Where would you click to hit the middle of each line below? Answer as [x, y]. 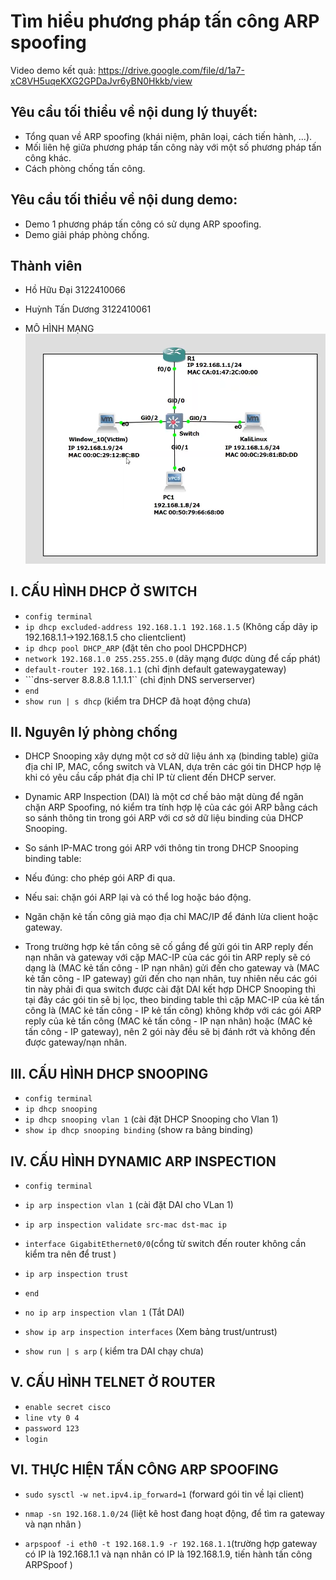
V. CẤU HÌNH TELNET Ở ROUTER [113, 1382]
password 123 [52, 1428]
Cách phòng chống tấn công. [85, 168]
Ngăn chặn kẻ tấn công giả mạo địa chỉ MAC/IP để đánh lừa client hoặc [171, 917]
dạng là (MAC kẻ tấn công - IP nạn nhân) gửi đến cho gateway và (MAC [172, 968]
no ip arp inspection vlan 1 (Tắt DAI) [104, 1312]
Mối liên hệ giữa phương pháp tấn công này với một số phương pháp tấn [173, 147]
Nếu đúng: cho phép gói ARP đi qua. [100, 878]
